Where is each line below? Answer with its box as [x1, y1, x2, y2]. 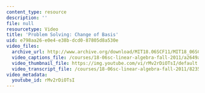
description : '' [6, 15, 48, 21]
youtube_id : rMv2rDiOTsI [12, 77, 75, 83]
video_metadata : [6, 72, 48, 78]
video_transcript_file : [12, 65, 72, 72]
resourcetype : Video [6, 26, 59, 32]
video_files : [6, 43, 40, 50]
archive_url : [12, 49, 45, 55]
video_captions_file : [12, 54, 67, 61]
